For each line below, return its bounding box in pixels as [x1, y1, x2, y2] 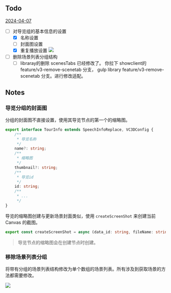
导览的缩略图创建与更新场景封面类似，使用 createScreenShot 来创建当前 [5, 213, 156, 219]
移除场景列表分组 [5, 253, 47, 260]
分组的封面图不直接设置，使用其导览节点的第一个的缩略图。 [5, 117, 130, 123]
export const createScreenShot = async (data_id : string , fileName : [5, 229, 154, 234]
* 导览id [16, 175, 34, 180]
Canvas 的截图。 [5, 219, 41, 225]
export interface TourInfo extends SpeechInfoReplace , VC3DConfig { [5, 127, 154, 132]
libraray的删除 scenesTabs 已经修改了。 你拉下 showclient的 [20, 60, 147, 66]
